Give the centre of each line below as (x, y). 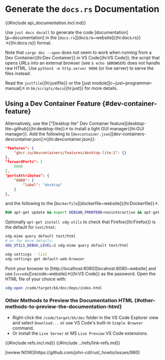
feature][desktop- (128, 123)
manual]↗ (15, 88)
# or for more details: (30, 241)
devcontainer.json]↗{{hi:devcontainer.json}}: (50, 139)
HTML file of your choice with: (36, 279)
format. (44, 42)
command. (23, 328)
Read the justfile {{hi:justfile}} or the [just (48, 83)
